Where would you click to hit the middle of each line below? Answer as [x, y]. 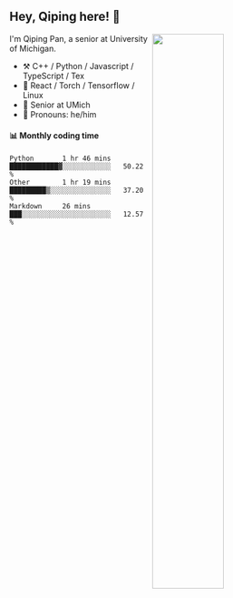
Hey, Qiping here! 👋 [65, 17]
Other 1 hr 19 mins [60, 183]
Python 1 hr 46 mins [60, 159]
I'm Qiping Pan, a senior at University [78, 38]
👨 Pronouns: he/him [59, 114]
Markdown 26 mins [50, 207]
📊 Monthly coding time [54, 136]
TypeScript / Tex [53, 76]
